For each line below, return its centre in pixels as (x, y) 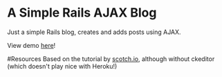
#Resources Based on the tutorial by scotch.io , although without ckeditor (111, 59)
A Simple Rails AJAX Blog (82, 13)
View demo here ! (31, 45)
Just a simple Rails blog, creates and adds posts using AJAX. (94, 32)
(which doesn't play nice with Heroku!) (62, 66)
